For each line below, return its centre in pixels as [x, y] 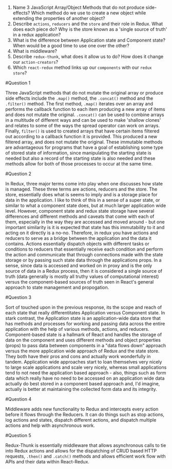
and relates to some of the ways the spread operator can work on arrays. [83, 126]
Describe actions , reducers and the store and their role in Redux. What [88, 24]
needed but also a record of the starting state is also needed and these [80, 158]
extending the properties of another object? [59, 18]
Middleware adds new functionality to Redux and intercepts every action [82, 409]
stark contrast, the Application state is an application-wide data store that [83, 318]
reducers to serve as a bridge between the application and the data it [78, 238]
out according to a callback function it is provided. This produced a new [81, 136]
